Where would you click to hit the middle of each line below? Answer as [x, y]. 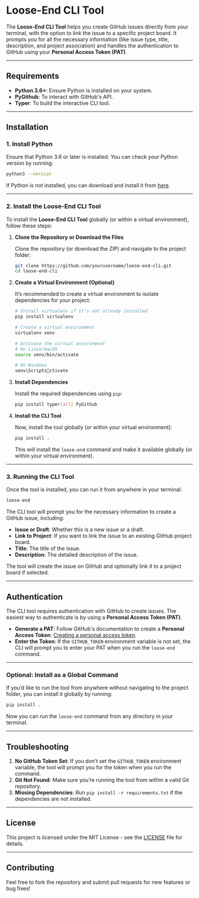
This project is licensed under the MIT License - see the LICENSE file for [94, 837]
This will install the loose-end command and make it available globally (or [103, 449]
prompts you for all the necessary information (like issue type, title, [88, 39]
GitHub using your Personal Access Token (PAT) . [67, 52]
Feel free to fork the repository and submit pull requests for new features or [98, 882]
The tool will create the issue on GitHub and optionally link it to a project [94, 566]
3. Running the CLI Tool [40, 477]
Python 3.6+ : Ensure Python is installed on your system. [84, 90]
